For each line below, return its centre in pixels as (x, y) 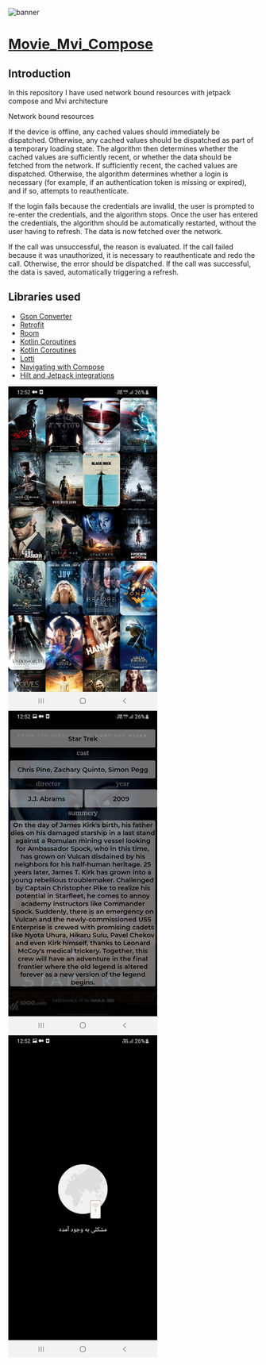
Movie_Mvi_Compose (81, 44)
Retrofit (32, 325)
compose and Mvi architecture (58, 101)
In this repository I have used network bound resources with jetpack (120, 92)
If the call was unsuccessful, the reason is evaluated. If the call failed (121, 247)
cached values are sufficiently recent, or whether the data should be (120, 157)
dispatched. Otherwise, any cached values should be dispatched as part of (131, 140)
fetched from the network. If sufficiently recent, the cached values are (123, 165)
